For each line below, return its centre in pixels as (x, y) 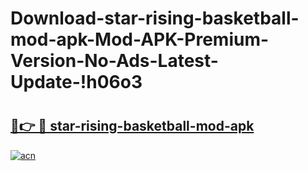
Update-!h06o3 (76, 82)
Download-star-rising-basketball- (155, 18)
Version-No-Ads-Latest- (114, 61)
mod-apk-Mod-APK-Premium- (140, 39)
